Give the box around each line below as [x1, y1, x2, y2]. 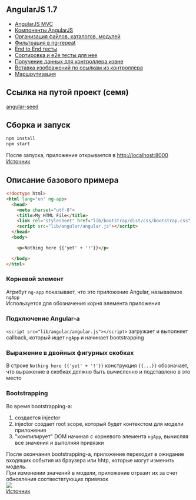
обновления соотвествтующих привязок [6, 475, 109, 482]
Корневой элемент [6, 275, 64, 283]
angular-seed [6, 103, 39, 110]
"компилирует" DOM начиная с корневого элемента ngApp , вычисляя [14, 432, 189, 440]
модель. [6, 463, 27, 470]
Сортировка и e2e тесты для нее [14, 51, 98, 58]
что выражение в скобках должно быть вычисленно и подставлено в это [6, 368, 191, 375]
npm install [6, 135, 35, 142]
